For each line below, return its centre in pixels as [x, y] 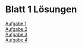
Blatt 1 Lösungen [41, 9]
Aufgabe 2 [16, 29]
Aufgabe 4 [16, 40]
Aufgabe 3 [16, 34]
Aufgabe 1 [16, 23]
